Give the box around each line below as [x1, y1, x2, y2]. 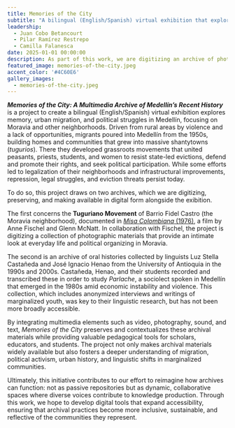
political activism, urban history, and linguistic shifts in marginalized [7, 355, 201, 364]
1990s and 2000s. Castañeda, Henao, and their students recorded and [7, 267, 211, 276]
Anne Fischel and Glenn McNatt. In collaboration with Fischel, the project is [7, 224, 224, 233]
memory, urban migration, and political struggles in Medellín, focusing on [7, 116, 218, 124]
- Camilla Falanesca [13, 43, 73, 50]
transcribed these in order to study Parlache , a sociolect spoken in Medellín [7, 275, 226, 283]
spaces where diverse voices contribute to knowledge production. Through [7, 391, 225, 399]
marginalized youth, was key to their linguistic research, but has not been [7, 297, 218, 306]
